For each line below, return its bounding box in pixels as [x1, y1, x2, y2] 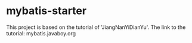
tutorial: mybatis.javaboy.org [6, 29, 76, 37]
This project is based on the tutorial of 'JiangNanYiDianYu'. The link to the [6, 24, 186, 31]
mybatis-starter [6, 4, 87, 18]
